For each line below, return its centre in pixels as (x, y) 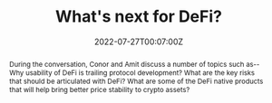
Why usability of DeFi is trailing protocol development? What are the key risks (132, 73)
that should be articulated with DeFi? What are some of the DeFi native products (136, 81)
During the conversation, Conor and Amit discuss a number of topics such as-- (134, 64)
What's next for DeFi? (139, 17)
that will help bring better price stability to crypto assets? (99, 89)
